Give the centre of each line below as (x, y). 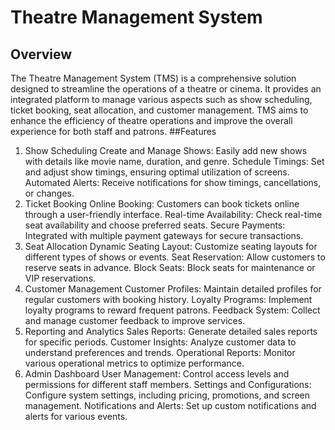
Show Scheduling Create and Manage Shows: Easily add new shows (166, 150)
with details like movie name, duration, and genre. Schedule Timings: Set (174, 161)
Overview (41, 54)
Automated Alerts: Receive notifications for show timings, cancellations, (173, 182)
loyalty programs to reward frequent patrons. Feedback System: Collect (172, 310)
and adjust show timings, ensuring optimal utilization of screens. (157, 172)
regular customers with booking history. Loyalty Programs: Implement (168, 299)
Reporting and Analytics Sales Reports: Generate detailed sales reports (171, 331)
